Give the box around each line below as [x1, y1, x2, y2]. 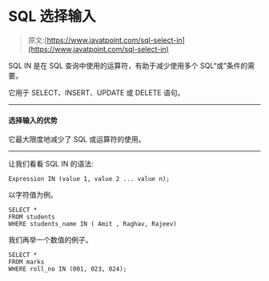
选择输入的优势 [8, 115, 58, 125]
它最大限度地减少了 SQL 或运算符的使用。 [8, 134, 146, 144]
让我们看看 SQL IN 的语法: [8, 159, 94, 169]
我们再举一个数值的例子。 [8, 235, 93, 245]
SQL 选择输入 [8, 7, 96, 26]
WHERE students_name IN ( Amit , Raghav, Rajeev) [8, 220, 178, 228]
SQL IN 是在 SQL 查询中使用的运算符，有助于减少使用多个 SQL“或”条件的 [8, 61, 248, 70]
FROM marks [8, 258, 45, 267]
